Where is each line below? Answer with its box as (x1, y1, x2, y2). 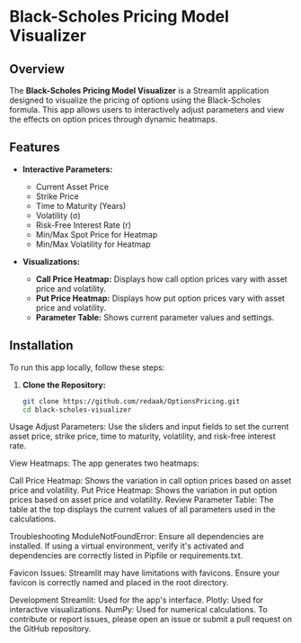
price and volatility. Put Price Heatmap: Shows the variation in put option (9, 485, 278, 496)
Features (9, 140, 60, 155)
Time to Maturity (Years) (35, 200, 127, 211)
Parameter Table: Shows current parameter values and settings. (35, 312, 275, 322)
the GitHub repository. (9, 623, 92, 634)
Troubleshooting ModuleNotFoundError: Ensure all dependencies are (9, 531, 264, 542)
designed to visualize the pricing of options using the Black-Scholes (9, 95, 261, 105)
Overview (9, 61, 66, 77)
